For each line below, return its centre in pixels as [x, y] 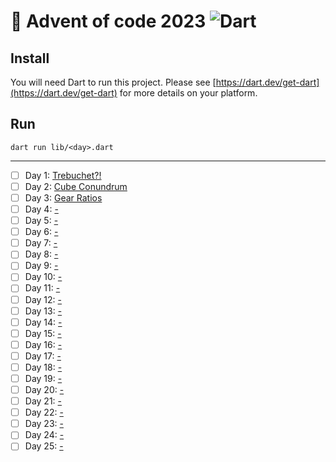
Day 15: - [43, 333]
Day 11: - [42, 288]
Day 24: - [44, 435]
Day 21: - [43, 401]
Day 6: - [41, 232]
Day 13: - [43, 311]
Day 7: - [41, 243]
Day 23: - [44, 424]
